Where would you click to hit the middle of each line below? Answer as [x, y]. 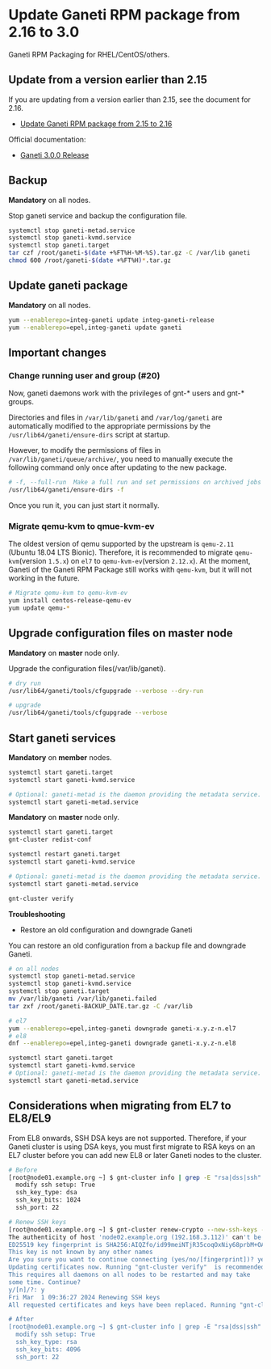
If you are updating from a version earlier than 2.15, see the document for [130, 99]
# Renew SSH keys [38, 1222]
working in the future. [44, 578]
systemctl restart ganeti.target [65, 855]
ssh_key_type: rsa [47, 1342]
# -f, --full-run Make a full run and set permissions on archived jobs [135, 483]
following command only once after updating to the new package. [118, 467]
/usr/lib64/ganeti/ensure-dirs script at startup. [90, 435]
